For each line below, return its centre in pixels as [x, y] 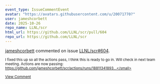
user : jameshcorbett [26, 19]
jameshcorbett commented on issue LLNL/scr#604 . [57, 51]
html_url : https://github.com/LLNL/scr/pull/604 [56, 32]
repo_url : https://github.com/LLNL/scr [46, 37]
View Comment [18, 77]
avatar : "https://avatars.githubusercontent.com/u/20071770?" [70, 14]
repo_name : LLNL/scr [26, 28]
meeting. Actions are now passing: [34, 64]
